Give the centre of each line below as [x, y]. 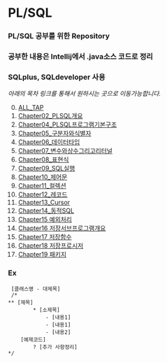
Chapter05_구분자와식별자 [55, 134]
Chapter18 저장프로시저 [51, 245]
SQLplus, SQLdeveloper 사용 [57, 77]
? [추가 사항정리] [55, 347]
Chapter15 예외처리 [45, 220]
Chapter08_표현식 [43, 159]
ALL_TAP [31, 108]
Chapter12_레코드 [43, 194]
